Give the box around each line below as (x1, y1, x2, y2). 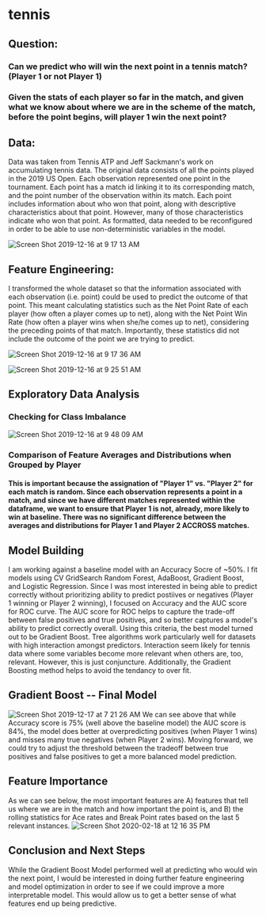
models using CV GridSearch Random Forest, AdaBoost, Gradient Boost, (8, 573, 244, 583)
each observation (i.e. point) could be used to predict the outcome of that (8, 292, 248, 302)
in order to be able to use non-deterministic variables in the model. (8, 224, 226, 234)
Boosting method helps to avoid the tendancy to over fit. (8, 666, 192, 675)
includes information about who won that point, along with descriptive (8, 200, 236, 209)
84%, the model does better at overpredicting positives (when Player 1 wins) (8, 726, 258, 735)
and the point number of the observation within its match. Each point (8, 191, 232, 200)
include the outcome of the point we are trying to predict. (8, 334, 195, 344)
